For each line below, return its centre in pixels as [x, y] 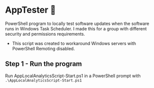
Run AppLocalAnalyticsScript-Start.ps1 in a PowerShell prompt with [73, 76]
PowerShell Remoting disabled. [43, 48]
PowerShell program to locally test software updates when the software [77, 23]
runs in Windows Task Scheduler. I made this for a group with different [76, 28]
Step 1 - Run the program [44, 64]
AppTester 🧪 [31, 10]
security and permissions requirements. [45, 34]
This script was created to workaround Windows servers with [74, 43]
